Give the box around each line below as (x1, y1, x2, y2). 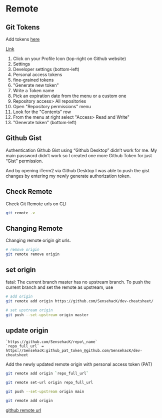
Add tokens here (5, 36, 40, 42)
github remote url (5, 407, 41, 413)
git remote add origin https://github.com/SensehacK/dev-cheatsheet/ (5, 298, 154, 303)
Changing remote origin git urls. (5, 237, 71, 243)
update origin (5, 326, 48, 334)
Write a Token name (12, 88, 54, 93)
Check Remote (5, 187, 52, 196)
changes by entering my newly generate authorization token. (5, 173, 131, 179)
